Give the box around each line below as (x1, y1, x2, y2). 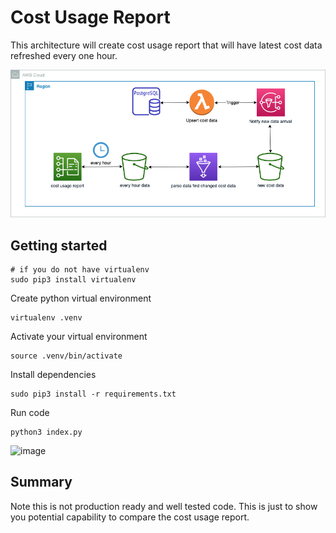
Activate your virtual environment (10, 331, 148, 343)
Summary (10, 474, 73, 491)
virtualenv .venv (10, 313, 83, 323)
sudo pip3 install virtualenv (10, 275, 137, 285)
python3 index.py (10, 427, 83, 438)
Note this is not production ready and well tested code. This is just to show (10, 500, 318, 512)
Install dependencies (10, 369, 97, 381)
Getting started (10, 237, 108, 254)
